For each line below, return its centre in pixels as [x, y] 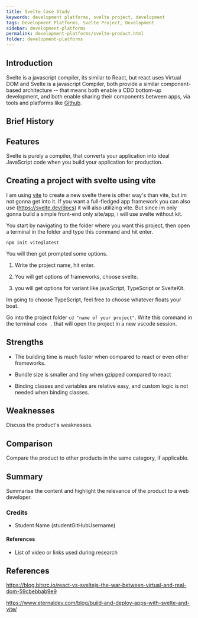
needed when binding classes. [52, 392]
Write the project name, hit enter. [55, 265]
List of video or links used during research [66, 552]
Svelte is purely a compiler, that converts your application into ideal [88, 156]
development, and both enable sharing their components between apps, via [98, 96]
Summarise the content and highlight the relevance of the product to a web [98, 491]
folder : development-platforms [45, 39]
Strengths [25, 343]
